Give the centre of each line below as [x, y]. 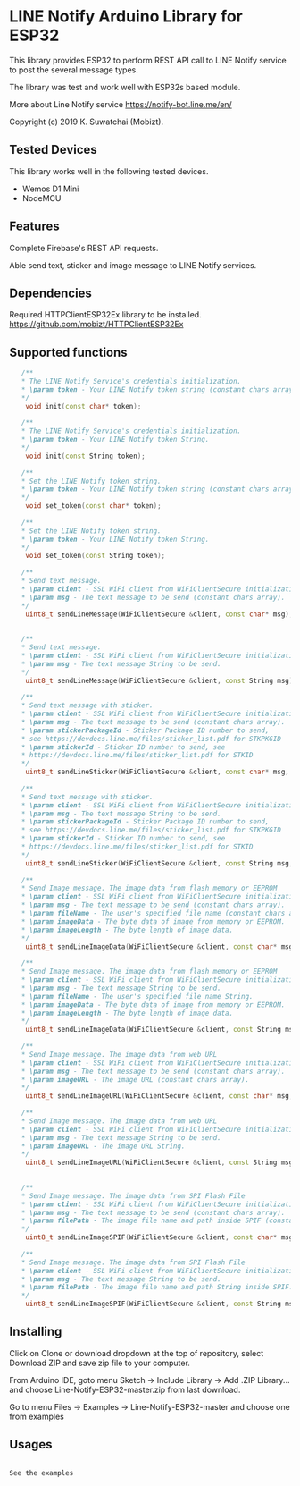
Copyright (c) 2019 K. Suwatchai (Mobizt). [86, 122]
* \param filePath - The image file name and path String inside [145, 1288]
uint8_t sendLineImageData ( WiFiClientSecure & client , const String [153, 1030]
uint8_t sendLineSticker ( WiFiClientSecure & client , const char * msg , [158, 772]
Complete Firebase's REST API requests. [84, 248]
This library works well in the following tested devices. [109, 171]
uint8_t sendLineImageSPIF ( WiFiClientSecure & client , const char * [151, 1237]
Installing [36, 1332]
